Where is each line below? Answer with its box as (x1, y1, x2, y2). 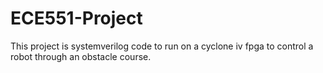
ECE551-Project (10, 7, 143, 30)
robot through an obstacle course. (10, 50, 152, 62)
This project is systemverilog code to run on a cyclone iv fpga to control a (10, 40, 314, 52)
